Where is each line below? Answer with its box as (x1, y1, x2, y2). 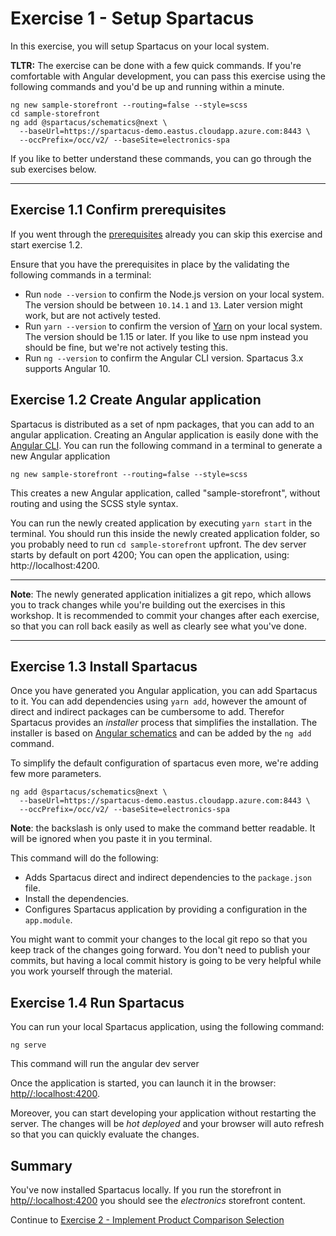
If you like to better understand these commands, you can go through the (10, 152, 312, 164)
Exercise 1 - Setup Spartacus (10, 7, 255, 30)
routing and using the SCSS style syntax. (10, 497, 179, 509)
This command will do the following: (10, 852, 159, 864)
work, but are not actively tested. (24, 309, 162, 321)
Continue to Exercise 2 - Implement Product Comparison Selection (10, 1214, 285, 1226)
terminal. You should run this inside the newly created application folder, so (10, 527, 320, 539)
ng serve (10, 1040, 47, 1051)
